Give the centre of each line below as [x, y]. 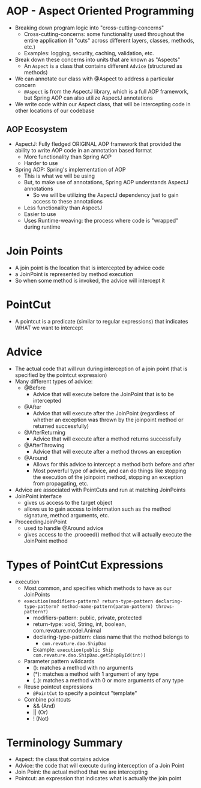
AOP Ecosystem [37, 129]
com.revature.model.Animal [67, 630]
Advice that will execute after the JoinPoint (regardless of [104, 413]
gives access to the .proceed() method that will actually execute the [108, 534]
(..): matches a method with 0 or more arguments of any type [108, 680]
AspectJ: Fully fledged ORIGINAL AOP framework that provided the [98, 144]
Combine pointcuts [47, 699]
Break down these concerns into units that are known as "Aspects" [97, 59]
